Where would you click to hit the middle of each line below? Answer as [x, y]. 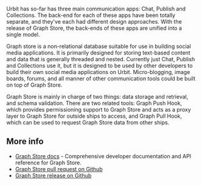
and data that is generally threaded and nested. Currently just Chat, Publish [101, 59]
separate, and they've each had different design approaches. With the [94, 22]
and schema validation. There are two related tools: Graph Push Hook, [94, 103]
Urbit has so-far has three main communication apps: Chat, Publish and [96, 9]
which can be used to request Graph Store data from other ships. [88, 123]
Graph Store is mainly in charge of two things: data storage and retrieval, [97, 97]
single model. [23, 35]
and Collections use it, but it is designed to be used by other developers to [99, 66]
